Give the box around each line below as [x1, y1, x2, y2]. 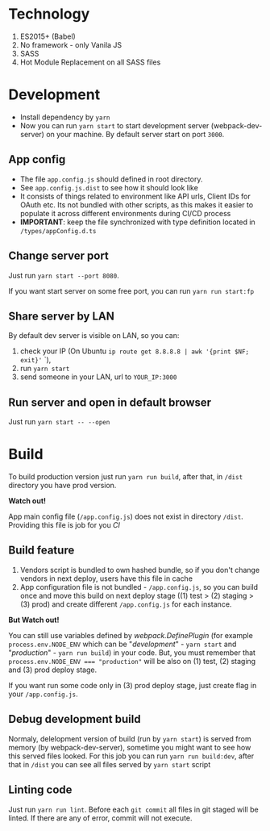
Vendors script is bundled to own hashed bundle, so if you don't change [19, 565, 260, 574]
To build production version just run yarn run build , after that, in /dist [8, 472, 243, 482]
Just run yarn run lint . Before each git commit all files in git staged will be [8, 804, 260, 814]
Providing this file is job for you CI [8, 520, 121, 530]
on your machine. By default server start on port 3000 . [45, 129, 225, 139]
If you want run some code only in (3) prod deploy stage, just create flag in [8, 680, 257, 690]
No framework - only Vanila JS [19, 40, 123, 49]
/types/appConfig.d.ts [19, 227, 97, 235]
